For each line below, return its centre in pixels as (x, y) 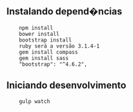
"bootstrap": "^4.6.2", (53, 64)
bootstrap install (45, 40)
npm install (36, 28)
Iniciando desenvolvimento (66, 85)
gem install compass (48, 52)
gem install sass (44, 58)
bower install (39, 34)
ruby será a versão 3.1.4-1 (59, 46)
